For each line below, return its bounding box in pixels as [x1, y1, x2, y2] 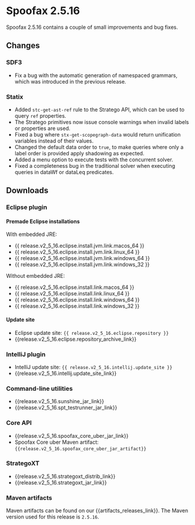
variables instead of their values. [14, 137, 94, 144]
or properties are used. [14, 125, 70, 132]
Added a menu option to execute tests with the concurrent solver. [14, 156, 173, 163]
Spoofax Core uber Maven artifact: [14, 438, 99, 446]
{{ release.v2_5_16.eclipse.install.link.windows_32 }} [14, 303, 140, 310]
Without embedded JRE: [6, 273, 65, 280]
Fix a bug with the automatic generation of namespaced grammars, [14, 72, 178, 79]
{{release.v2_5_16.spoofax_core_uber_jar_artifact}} [14, 446, 147, 451]
